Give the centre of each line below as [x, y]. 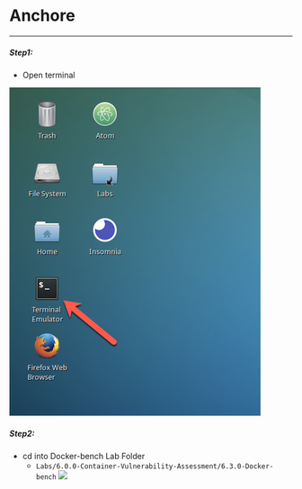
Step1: [21, 52]
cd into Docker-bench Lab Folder [84, 456]
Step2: [22, 433]
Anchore [42, 16]
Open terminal [49, 75]
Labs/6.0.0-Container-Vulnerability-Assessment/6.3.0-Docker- [155, 466]
